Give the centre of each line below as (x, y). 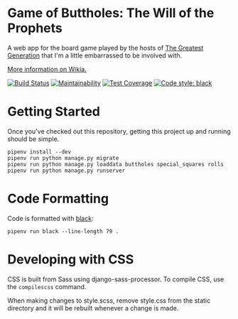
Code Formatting (58, 199)
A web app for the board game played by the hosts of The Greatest (106, 48)
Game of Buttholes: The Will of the (111, 13)
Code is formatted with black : (50, 218)
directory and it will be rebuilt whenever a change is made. (93, 308)
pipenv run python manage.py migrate (63, 158)
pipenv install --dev (39, 152)
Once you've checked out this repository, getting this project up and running (119, 131)
